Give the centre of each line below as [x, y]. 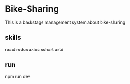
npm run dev [18, 76]
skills [13, 38]
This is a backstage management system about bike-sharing [65, 22]
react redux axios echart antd [34, 49]
